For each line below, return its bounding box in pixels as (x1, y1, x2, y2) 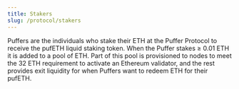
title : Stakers (7, 10, 53, 18)
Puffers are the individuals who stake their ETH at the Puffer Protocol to (7, 36, 218, 44)
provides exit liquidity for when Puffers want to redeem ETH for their (7, 66, 208, 75)
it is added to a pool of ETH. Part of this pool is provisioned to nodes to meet (7, 51, 232, 60)
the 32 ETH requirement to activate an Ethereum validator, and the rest (7, 59, 215, 67)
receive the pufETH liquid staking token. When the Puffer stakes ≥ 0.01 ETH (7, 44, 230, 52)
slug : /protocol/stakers (7, 17, 81, 24)
